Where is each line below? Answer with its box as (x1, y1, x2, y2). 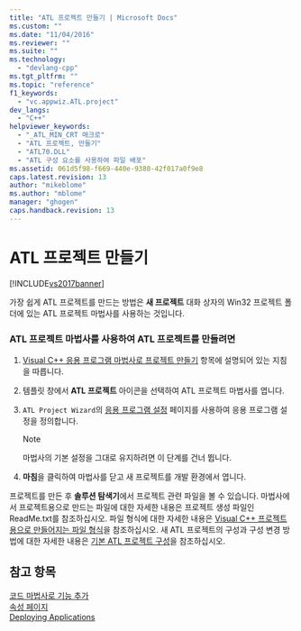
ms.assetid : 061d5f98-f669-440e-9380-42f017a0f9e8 (9, 164, 204, 173)
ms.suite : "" (9, 47, 59, 56)
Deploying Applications (9, 611, 96, 622)
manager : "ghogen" (9, 197, 78, 207)
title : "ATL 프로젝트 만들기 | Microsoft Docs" (9, 13, 178, 23)
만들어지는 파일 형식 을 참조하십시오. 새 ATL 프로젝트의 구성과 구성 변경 (32, 524, 281, 535)
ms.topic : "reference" (9, 80, 95, 89)
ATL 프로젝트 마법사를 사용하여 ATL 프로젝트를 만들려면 (9, 333, 236, 345)
